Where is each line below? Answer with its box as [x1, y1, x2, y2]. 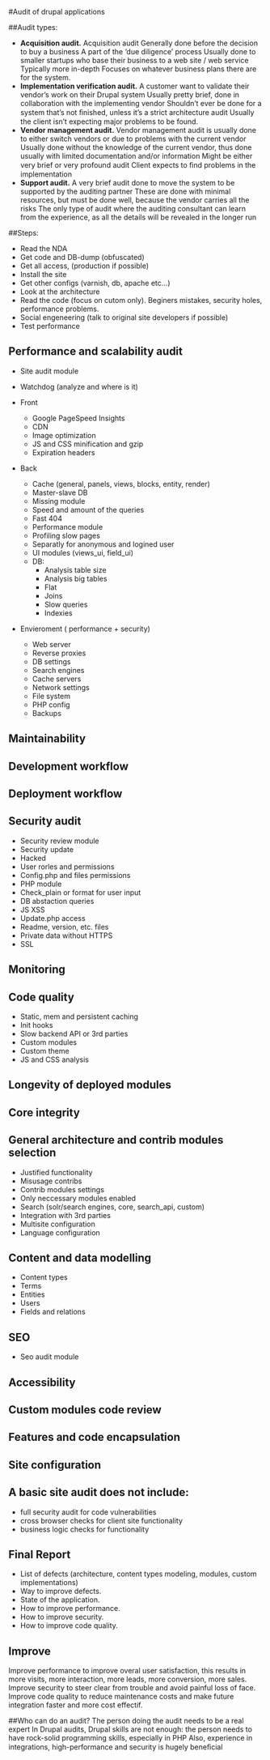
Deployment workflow [8, 786, 123, 800]
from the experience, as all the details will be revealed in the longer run [19, 212, 257, 222]
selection [8, 1146, 57, 1160]
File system [32, 691, 71, 701]
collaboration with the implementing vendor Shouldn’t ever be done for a [19, 99, 262, 108]
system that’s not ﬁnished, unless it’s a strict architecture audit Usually [19, 108, 255, 117]
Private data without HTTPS [19, 931, 113, 940]
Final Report [8, 1547, 71, 1562]
